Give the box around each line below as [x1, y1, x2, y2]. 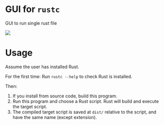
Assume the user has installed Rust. [5, 64, 79, 70]
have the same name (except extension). [12, 114, 97, 120]
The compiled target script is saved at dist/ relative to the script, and [12, 109, 157, 115]
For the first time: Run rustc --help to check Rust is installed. [5, 73, 132, 79]
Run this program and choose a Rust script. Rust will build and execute [12, 98, 159, 104]
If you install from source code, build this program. [12, 93, 118, 99]
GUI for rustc [5, 4, 60, 15]
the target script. [12, 103, 47, 109]
